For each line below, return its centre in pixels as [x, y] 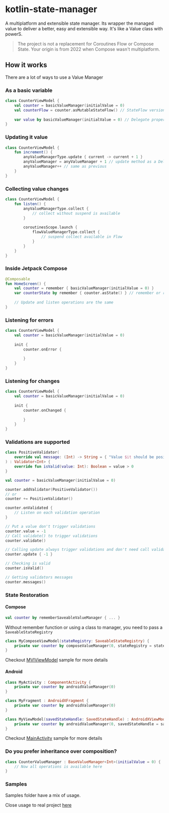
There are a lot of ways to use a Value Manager [54, 77]
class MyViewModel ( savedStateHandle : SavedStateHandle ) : [67, 719]
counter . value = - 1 [26, 531]
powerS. [14, 34]
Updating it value [26, 137]
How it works [26, 65]
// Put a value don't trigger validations [50, 526]
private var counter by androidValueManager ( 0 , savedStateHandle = [86, 724]
